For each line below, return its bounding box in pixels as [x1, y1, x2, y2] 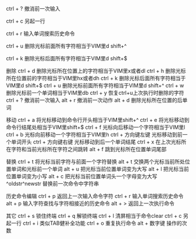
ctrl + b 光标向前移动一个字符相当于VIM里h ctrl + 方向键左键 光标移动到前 [6, 131, 183, 138]
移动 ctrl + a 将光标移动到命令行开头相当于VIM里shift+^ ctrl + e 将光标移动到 [6, 117, 190, 123]
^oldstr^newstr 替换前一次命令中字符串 [6, 180, 99, 187]
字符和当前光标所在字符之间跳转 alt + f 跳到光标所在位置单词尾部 [11, 146, 167, 152]
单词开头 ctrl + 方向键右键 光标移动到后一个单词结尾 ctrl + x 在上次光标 [11, 138, 181, 145]
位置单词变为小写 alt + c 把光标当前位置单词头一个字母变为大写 [6, 173, 158, 180]
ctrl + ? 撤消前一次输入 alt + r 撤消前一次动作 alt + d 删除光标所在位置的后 [6, 97, 183, 104]
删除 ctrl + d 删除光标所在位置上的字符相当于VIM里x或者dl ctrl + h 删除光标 [6, 67, 186, 74]
